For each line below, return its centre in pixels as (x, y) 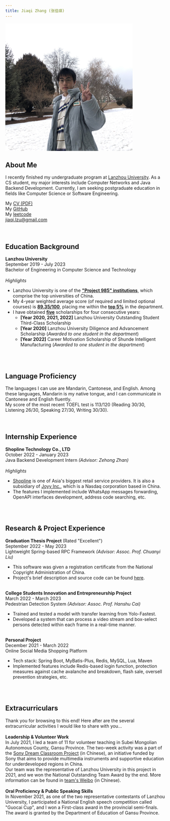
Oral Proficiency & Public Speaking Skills (49, 791)
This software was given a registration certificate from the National (83, 567)
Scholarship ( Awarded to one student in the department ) (79, 334)
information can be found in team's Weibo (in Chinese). (63, 780)
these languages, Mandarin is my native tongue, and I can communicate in (83, 394)
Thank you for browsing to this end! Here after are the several (70, 720)
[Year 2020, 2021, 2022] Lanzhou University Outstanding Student (90, 318)
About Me (21, 165)
